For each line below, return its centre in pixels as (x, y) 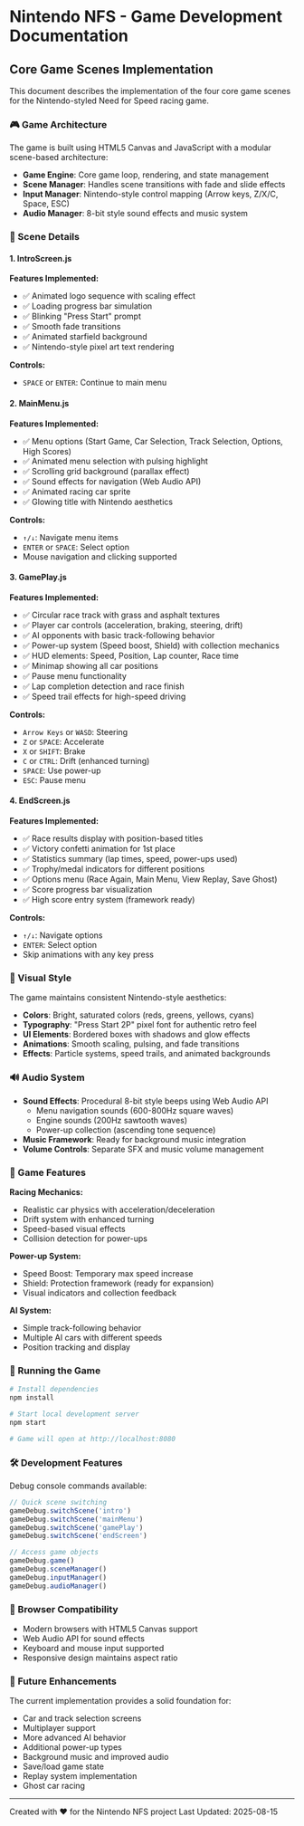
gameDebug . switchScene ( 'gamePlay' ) (76, 1527)
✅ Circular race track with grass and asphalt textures (121, 615)
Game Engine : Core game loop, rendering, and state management (146, 175)
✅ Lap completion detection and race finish (103, 686)
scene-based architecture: (59, 158)
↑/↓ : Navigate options (62, 935)
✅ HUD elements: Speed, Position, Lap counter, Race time (131, 655)
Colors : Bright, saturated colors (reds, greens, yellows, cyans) (138, 1015)
